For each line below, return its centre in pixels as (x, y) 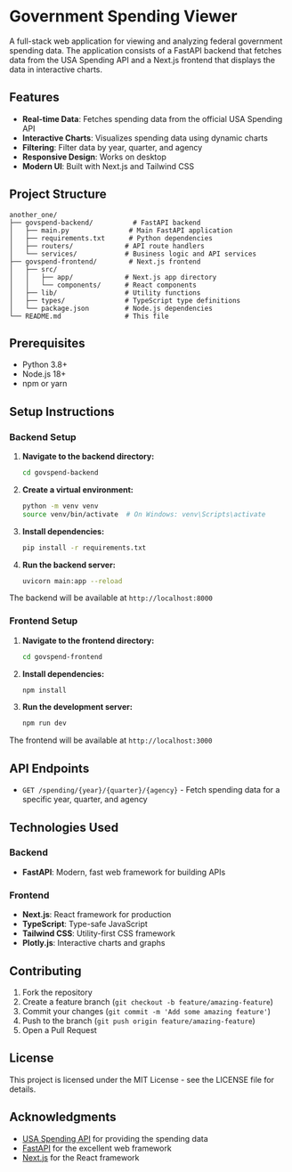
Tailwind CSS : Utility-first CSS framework (98, 933)
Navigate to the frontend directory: (88, 640)
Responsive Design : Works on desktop (94, 157)
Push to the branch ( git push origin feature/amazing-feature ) (138, 1021)
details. (23, 1089)
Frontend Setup (44, 621)
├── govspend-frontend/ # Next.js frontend (105, 261)
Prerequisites (47, 343)
